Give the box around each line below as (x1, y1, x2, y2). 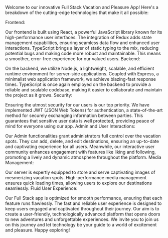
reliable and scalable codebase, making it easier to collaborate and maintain (5, 87, 162, 92)
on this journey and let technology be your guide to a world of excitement (5, 222, 157, 227)
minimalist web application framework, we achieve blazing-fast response (5, 76, 156, 82)
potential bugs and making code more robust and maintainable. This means (5, 50, 161, 56)
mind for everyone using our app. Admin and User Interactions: (5, 123, 135, 129)
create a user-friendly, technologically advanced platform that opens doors (5, 211, 160, 217)
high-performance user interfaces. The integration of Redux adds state (5, 35, 152, 40)
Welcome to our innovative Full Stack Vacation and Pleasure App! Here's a (5, 5, 159, 10)
